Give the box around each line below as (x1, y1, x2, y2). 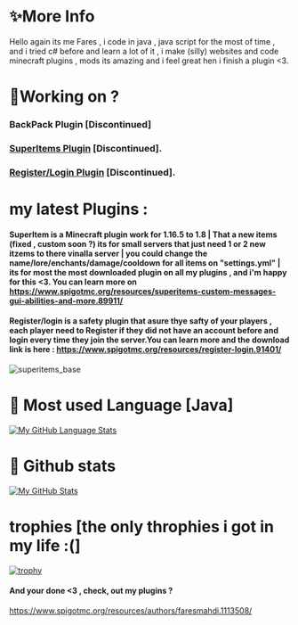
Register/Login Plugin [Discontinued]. (9, 166, 176, 178)
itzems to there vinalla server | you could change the (9, 248, 208, 259)
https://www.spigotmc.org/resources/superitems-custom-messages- (9, 285, 277, 296)
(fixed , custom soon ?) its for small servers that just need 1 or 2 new (9, 238, 267, 249)
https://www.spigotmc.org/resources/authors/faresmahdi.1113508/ (9, 604, 253, 616)
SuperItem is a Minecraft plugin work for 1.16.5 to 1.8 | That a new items (9, 229, 278, 240)
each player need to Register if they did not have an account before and (9, 325, 278, 336)
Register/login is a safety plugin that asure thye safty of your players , (9, 316, 272, 326)
